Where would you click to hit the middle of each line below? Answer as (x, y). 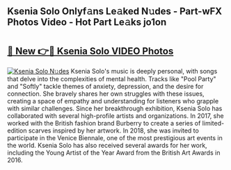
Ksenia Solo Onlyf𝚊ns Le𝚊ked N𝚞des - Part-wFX (115, 11)
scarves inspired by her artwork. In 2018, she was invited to (114, 130)
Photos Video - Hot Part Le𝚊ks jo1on (87, 23)
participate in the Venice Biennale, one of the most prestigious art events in (115, 138)
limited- (213, 123)
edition (17, 130)
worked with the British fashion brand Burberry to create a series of (104, 123)
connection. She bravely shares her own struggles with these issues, (106, 94)
